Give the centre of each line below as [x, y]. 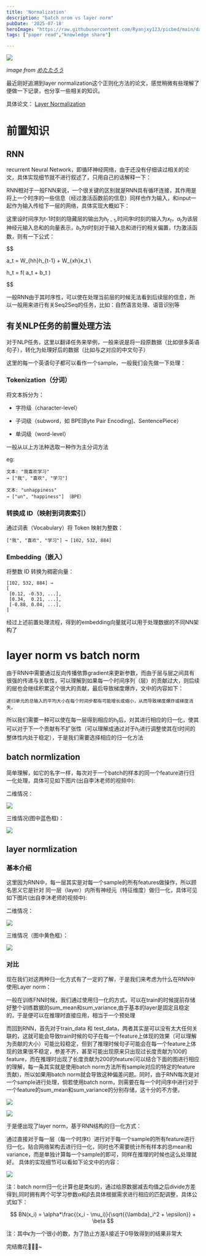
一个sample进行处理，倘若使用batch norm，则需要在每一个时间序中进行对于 [103, 1082]
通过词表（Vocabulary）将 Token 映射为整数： [65, 528]
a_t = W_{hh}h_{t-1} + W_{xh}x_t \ [49, 260]
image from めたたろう [35, 70]
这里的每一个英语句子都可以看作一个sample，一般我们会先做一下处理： [96, 363]
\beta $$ [103, 1220]
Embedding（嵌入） [36, 557]
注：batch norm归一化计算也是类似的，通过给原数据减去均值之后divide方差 [101, 1187]
